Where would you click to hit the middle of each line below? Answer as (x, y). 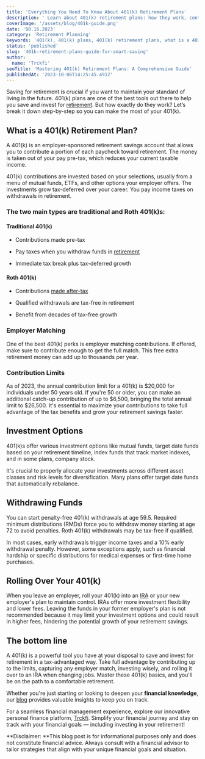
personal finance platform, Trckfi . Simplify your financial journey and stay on (103, 718)
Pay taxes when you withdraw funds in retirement (77, 252)
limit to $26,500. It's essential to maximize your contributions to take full (97, 405)
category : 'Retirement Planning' (49, 35)
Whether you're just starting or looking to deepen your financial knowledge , (103, 693)
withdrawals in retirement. (39, 196)
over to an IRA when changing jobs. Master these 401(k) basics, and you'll (99, 675)
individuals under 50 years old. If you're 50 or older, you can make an (94, 392)
